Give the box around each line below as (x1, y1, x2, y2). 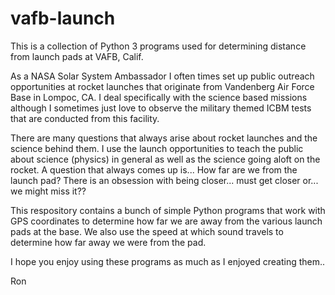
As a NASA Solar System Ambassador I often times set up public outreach (10, 70, 315, 82)
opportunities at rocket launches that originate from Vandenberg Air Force (10, 80, 315, 92)
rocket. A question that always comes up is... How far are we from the (10, 163, 298, 176)
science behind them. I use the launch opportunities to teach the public (10, 142, 304, 154)
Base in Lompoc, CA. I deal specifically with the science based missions (10, 91, 308, 103)
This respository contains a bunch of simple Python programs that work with (10, 204, 326, 216)
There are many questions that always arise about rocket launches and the (10, 132, 318, 144)
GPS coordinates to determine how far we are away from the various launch (10, 215, 323, 227)
